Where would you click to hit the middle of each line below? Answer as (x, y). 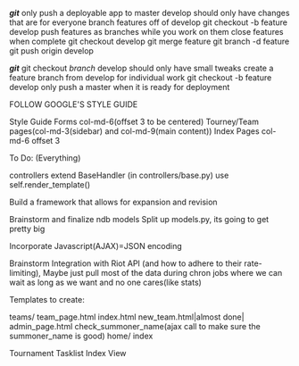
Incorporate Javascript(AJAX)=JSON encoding (96, 246)
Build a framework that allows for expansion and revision (113, 202)
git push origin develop (51, 51)
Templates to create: (47, 299)
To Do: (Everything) (45, 158)
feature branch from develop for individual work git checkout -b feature (141, 78)
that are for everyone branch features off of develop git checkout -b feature (149, 22)
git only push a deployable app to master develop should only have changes (149, 13)
